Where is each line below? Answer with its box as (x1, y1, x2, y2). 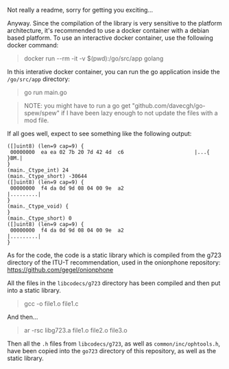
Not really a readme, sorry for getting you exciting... (7, 6, 154, 14)
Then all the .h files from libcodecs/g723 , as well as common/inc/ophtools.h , (7, 339, 221, 348)
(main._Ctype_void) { (7, 203, 69, 210)
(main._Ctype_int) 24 (7, 167, 69, 174)
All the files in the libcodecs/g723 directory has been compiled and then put (7, 279, 221, 287)
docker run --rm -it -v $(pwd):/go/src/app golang (23, 54, 164, 63)
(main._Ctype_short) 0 (7, 215, 72, 222)
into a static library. (7, 287, 62, 294)
